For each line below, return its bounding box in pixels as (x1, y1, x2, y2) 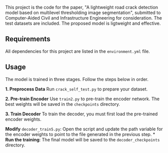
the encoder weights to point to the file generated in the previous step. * (5, 131, 155, 137)
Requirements (5, 35, 50, 43)
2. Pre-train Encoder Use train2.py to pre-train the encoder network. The (5, 96, 160, 102)
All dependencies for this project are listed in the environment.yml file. (5, 48, 150, 54)
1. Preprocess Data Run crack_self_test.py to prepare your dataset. (5, 86, 148, 92)
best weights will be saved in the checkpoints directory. (5, 101, 120, 107)
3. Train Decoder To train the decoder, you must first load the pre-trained (5, 111, 158, 117)
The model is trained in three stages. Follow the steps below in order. (5, 76, 149, 82)
